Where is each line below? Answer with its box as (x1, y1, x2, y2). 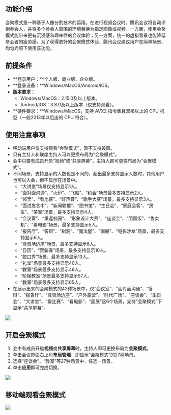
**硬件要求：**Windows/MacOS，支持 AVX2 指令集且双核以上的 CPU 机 (12, 108, 164, 114)
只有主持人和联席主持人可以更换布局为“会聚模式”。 (12, 151, 120, 157)
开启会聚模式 (5, 331, 46, 339)
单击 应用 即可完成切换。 (12, 364, 62, 371)
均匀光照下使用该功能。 (5, 45, 54, 51)
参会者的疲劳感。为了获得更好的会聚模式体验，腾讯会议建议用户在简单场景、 (5, 38, 166, 44)
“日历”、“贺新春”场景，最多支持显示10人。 (20, 247, 109, 253)
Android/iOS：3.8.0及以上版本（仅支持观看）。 (20, 101, 117, 107)
